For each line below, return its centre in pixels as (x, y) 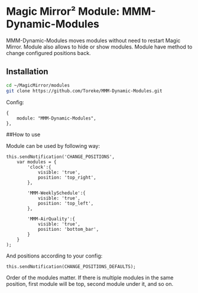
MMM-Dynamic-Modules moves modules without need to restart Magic (93, 40)
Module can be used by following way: (53, 146)
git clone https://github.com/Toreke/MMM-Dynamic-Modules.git (84, 91)
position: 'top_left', (66, 203)
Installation (27, 72)
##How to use (23, 134)
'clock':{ (39, 167)
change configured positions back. (48, 53)
